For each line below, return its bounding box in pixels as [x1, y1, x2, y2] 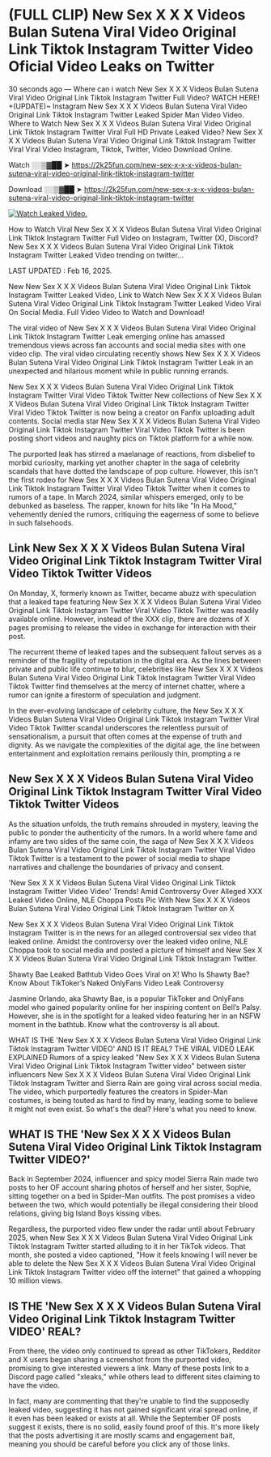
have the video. [8, 1381, 61, 1391]
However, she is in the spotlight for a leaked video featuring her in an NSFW [8, 1011, 261, 1020]
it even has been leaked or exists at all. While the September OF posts [8, 1413, 242, 1423]
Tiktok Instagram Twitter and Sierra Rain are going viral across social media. [8, 1078, 262, 1088]
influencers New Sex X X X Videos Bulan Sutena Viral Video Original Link [8, 1069, 251, 1079]
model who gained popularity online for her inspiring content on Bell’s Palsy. [8, 1002, 262, 1012]
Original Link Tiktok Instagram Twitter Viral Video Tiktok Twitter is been [8, 424, 245, 434]
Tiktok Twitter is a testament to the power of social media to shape [8, 853, 231, 863]
